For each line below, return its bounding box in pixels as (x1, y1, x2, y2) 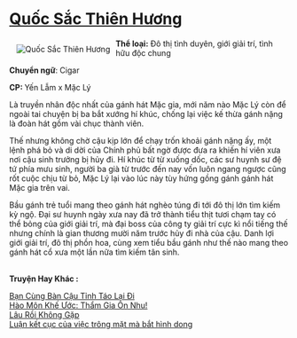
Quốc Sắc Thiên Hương (9, 9, 183, 29)
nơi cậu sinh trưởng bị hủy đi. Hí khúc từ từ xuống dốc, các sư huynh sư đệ (9, 153, 282, 164)
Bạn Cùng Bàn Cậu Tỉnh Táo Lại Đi (9, 290, 135, 301)
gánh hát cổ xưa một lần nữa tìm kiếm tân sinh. (9, 247, 180, 257)
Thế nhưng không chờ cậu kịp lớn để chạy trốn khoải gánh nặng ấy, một (9, 135, 272, 145)
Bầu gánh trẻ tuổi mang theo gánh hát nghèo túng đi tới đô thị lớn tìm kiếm (9, 200, 281, 210)
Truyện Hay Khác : (9, 273, 79, 284)
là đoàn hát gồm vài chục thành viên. (9, 118, 145, 129)
